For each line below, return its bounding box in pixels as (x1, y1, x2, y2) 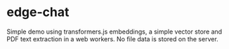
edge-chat (6, 4, 70, 20)
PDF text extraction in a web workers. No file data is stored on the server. (6, 34, 218, 43)
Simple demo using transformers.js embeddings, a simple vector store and (6, 27, 223, 36)
